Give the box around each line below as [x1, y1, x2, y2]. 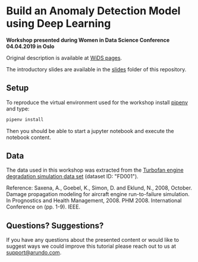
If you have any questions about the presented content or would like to [6, 236, 180, 244]
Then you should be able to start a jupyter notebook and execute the [6, 127, 174, 134]
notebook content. [6, 134, 52, 141]
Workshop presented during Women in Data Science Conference [6, 36, 170, 43]
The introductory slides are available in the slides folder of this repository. [6, 65, 187, 72]
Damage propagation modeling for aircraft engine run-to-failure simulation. [6, 191, 190, 198]
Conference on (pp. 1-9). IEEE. [6, 203, 81, 210]
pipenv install [6, 116, 44, 122]
